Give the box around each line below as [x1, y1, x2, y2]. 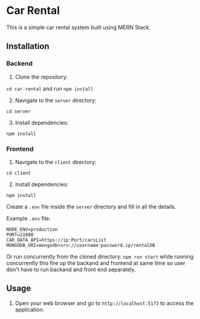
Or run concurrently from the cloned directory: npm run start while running [6, 252, 194, 260]
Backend [6, 59, 33, 68]
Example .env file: [6, 214, 51, 222]
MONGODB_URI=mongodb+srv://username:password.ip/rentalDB [6, 242, 155, 248]
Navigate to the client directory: [15, 158, 97, 165]
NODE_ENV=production [6, 226, 59, 232]
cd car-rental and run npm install [6, 85, 94, 92]
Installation [6, 41, 50, 51]
